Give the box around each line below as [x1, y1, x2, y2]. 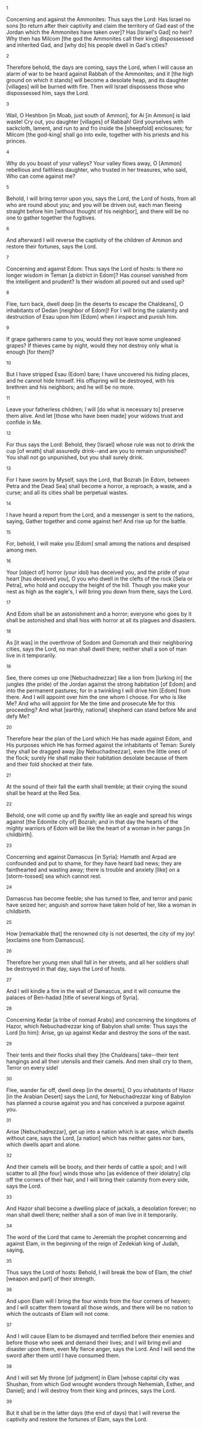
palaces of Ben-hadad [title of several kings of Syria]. [6, 994, 139, 1001]
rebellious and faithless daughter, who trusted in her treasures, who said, [6, 166, 188, 173]
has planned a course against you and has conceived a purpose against [6, 1099, 185, 1106]
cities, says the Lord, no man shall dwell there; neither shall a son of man [6, 645, 187, 653]
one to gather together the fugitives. [6, 214, 96, 221]
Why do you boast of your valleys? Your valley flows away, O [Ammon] [6, 160, 182, 167]
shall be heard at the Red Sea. [6, 789, 81, 796]
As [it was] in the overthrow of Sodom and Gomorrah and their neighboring [6, 639, 193, 646]
